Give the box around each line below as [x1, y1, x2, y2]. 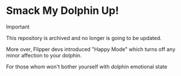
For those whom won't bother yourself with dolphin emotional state [6, 63, 168, 70]
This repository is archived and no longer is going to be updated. [6, 34, 162, 41]
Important [6, 23, 30, 30]
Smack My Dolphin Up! [6, 4, 119, 17]
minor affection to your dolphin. [6, 52, 82, 59]
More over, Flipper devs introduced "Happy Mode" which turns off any [6, 45, 176, 53]
